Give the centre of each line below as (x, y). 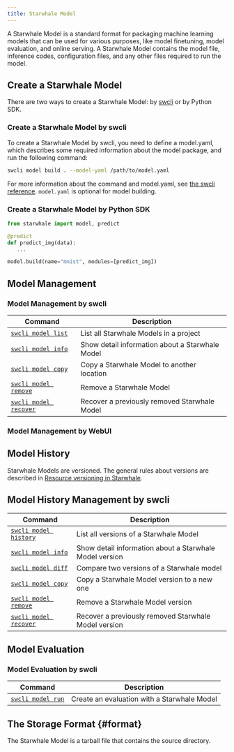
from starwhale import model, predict (63, 223)
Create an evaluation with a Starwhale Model (144, 699)
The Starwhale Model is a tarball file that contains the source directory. (109, 741)
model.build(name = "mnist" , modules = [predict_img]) (82, 262)
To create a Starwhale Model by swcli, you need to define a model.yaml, (111, 142)
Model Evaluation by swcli (52, 669)
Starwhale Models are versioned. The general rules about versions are (108, 470)
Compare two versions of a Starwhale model (149, 568)
